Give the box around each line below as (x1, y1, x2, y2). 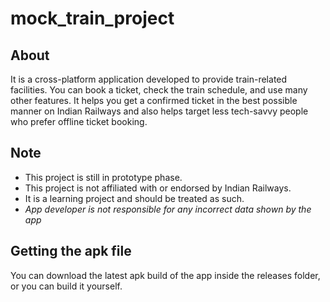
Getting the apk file (10, 243, 132, 260)
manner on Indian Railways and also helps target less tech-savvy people (10, 105, 309, 117)
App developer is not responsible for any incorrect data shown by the (24, 203, 312, 215)
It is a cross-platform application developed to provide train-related (10, 73, 288, 85)
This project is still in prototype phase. (24, 171, 183, 183)
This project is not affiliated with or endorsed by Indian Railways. (24, 182, 292, 194)
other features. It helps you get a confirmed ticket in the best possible (10, 95, 298, 106)
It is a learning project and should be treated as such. (24, 192, 245, 204)
